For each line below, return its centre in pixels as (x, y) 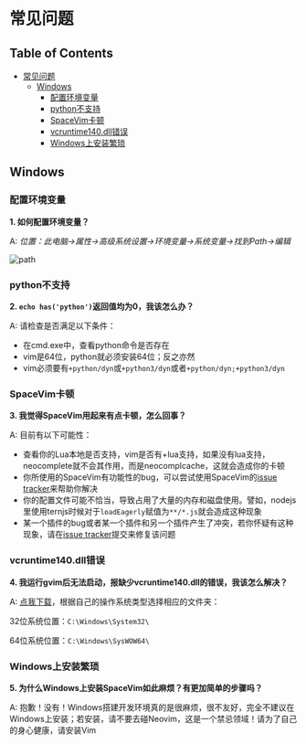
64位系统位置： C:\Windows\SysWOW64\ (79, 640)
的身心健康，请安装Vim (53, 730)
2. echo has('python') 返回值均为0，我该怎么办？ (102, 306)
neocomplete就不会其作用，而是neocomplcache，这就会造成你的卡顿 (153, 466)
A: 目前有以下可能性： (51, 435)
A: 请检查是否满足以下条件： (63, 325)
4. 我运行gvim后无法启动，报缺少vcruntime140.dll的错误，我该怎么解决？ (149, 582)
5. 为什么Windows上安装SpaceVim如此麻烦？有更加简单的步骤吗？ (136, 687)
